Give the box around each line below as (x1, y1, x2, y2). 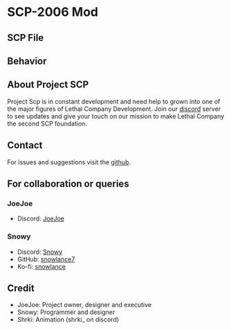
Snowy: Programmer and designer (17, 308, 115, 316)
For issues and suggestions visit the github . (7, 157, 131, 166)
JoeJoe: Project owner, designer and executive (17, 301, 152, 309)
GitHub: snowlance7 (17, 254, 75, 263)
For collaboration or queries (7, 177, 129, 189)
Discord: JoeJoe (17, 214, 64, 223)
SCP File (7, 32, 44, 44)
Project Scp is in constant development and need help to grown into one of (7, 97, 221, 105)
